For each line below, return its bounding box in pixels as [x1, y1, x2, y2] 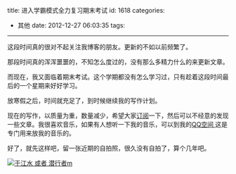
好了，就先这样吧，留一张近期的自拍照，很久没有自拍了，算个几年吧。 [7, 144, 211, 152]
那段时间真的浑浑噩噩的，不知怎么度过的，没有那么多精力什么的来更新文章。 [7, 58, 229, 66]
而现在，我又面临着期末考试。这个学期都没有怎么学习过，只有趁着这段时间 [7, 73, 223, 81]
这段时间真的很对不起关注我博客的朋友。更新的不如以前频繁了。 [7, 43, 192, 51]
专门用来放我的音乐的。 [7, 129, 75, 137]
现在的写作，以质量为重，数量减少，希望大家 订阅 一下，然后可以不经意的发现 [7, 111, 229, 120]
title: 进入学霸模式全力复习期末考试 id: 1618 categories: [7, 6, 165, 14]
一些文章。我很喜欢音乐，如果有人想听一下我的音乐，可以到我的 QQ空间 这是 [7, 120, 228, 128]
